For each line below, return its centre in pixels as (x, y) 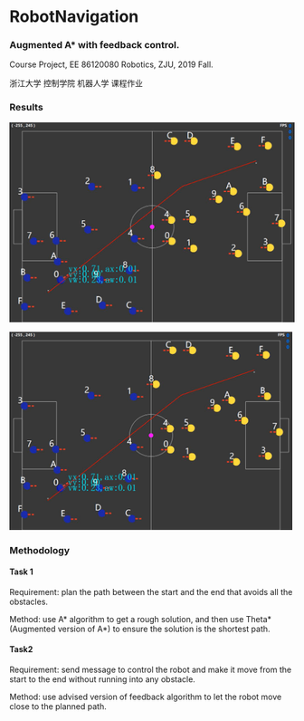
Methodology (40, 550)
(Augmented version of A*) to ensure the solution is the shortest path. (140, 629)
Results (26, 108)
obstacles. (28, 601)
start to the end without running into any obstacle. (103, 679)
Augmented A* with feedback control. (95, 45)
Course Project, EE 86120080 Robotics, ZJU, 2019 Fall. (112, 64)
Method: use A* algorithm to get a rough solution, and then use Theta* (141, 619)
